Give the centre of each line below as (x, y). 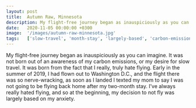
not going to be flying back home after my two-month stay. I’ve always (91, 86)
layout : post (22, 11)
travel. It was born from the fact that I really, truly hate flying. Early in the (93, 67)
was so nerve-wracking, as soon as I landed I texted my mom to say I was (95, 80)
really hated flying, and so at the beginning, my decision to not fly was (90, 92)
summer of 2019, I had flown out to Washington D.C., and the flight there (93, 74)
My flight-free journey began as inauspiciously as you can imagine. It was (95, 55)
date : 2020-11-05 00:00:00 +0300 (49, 28)
